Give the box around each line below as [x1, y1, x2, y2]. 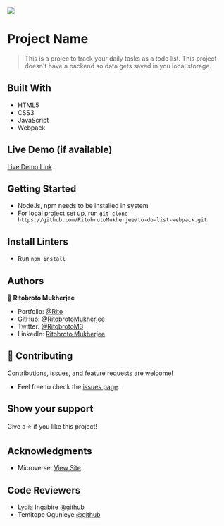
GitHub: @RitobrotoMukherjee [17, 314, 106, 323]
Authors [7, 275, 44, 287]
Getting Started [7, 183, 77, 195]
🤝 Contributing [7, 350, 73, 362]
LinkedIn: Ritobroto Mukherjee [17, 330, 106, 338]
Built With [7, 82, 51, 94]
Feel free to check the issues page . [17, 382, 120, 391]
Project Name [7, 31, 89, 47]
